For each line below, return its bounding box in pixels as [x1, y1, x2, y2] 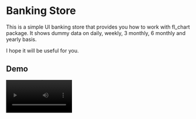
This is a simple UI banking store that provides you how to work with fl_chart [6, 23, 190, 30]
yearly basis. [6, 36, 37, 43]
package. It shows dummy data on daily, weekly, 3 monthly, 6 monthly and [6, 29, 186, 36]
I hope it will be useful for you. [6, 47, 79, 54]
